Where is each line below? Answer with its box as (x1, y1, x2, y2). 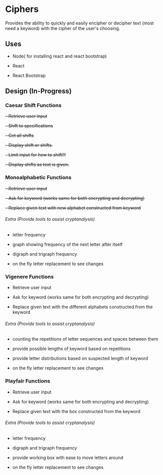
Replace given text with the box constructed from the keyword (12, 408, 141, 414)
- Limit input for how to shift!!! (5, 152, 66, 158)
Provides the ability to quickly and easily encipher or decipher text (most (5, 20, 154, 26)
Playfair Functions (5, 378, 50, 385)
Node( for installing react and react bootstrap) (12, 53, 107, 59)
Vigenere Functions (5, 273, 54, 280)
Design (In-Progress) (5, 87, 72, 95)
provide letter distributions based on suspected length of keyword (12, 356, 149, 362)
